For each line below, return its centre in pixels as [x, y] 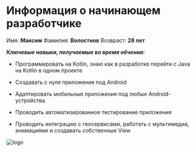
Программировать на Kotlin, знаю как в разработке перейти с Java [103, 64]
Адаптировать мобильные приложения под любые [81, 94]
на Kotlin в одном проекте [49, 70]
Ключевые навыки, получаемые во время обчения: [76, 52]
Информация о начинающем [83, 11]
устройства [30, 100]
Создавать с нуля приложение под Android [71, 82]
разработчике [44, 23]
